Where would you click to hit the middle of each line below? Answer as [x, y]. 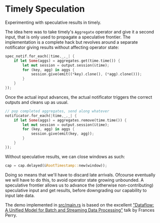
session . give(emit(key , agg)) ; [63, 134]
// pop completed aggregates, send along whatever [57, 111]
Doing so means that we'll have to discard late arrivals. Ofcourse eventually [80, 175]
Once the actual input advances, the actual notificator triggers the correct [79, 97]
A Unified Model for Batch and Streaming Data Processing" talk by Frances [80, 210]
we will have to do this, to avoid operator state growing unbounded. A [74, 180]
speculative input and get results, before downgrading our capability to [76, 190]
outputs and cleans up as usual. [37, 102]
